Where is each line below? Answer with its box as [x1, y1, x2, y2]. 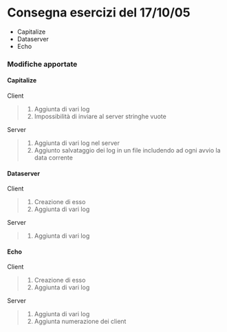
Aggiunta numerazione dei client [34, 318, 127, 326]
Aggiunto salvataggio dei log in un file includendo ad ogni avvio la [34, 146, 221, 155]
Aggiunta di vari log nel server [34, 139, 120, 147]
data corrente [34, 153, 74, 162]
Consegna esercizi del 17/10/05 [7, 5, 191, 21]
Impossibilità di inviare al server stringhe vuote [34, 112, 166, 121]
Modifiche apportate [7, 59, 78, 69]
